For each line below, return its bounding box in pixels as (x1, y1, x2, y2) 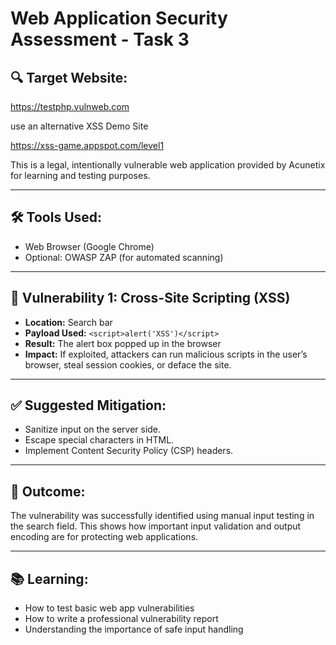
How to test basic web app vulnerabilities (24, 602, 195, 614)
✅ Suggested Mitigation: (10, 397, 167, 414)
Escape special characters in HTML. (24, 434, 175, 446)
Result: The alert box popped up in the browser (24, 337, 222, 349)
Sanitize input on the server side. (24, 423, 162, 436)
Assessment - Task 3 (10, 28, 190, 51)
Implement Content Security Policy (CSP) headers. (24, 445, 234, 457)
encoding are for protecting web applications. (10, 531, 199, 543)
